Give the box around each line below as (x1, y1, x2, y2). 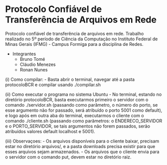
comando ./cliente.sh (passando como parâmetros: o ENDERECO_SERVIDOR (5, 118, 163, 124)
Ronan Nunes (19, 66, 48, 73)
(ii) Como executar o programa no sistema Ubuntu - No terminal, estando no (5, 91, 162, 97)
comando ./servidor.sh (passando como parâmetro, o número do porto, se (5, 102, 158, 108)
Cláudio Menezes (19, 61, 56, 67)
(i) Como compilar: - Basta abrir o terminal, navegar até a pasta (5, 76, 135, 82)
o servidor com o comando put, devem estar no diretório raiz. (5, 154, 132, 160)
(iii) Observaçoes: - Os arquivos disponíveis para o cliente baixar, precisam (5, 138, 160, 144)
